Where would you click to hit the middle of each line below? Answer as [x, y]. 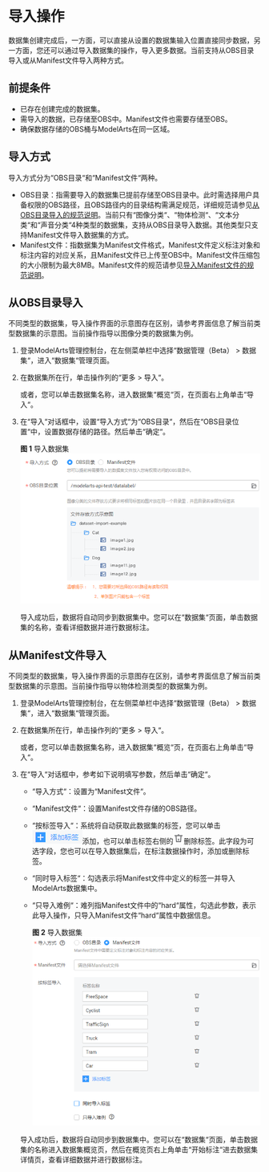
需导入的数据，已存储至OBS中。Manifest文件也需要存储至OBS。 [126, 119]
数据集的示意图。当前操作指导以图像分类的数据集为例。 [106, 333]
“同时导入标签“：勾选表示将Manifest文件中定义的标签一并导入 [133, 878]
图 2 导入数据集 [57, 933]
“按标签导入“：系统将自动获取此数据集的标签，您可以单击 [126, 826]
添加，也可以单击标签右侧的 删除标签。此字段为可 [168, 841]
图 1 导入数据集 [44, 449]
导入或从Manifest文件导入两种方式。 [68, 60]
